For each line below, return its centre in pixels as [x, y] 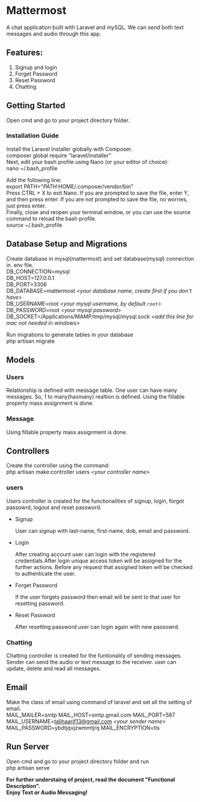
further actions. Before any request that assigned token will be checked [104, 567]
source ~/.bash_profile [34, 225]
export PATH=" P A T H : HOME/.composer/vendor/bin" [70, 186]
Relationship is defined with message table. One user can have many [92, 390]
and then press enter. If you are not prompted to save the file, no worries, [97, 199]
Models [20, 360]
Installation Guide [33, 135]
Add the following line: [34, 180]
